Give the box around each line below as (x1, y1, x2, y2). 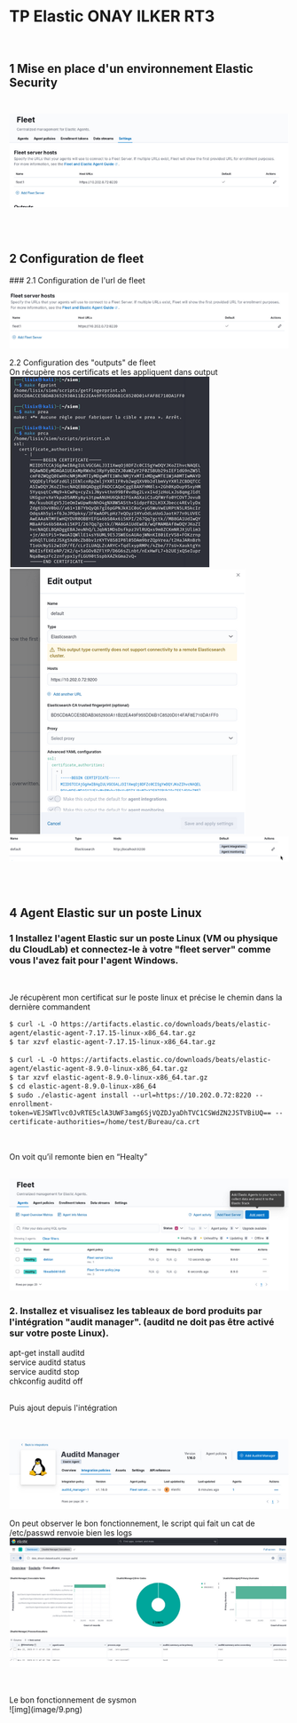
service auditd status (9, 1357, 86, 1368)
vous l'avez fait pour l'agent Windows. (9, 954, 179, 967)
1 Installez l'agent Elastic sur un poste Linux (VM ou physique (9, 932, 278, 945)
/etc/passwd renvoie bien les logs (9, 1528, 133, 1538)
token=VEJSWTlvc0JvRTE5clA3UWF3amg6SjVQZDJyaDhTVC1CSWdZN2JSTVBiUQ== (9, 1108, 272, 1117)
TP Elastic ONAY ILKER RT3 (9, 6, 215, 27)
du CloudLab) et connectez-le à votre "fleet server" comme (9, 944, 271, 956)
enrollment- (9, 1099, 53, 1108)
